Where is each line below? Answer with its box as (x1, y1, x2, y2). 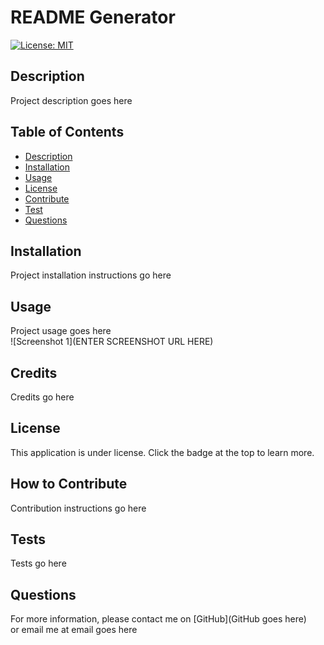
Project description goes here (10, 94, 133, 106)
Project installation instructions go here (10, 269, 172, 281)
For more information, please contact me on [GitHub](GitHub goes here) (10, 613, 307, 625)
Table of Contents (10, 124, 125, 141)
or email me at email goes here (10, 624, 138, 636)
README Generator (10, 6, 176, 29)
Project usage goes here (10, 325, 112, 337)
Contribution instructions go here (10, 502, 147, 514)
